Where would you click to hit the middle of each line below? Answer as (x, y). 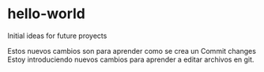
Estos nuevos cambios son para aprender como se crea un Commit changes (132, 51)
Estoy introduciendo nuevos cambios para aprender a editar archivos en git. (131, 59)
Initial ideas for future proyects (57, 36)
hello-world (47, 14)
